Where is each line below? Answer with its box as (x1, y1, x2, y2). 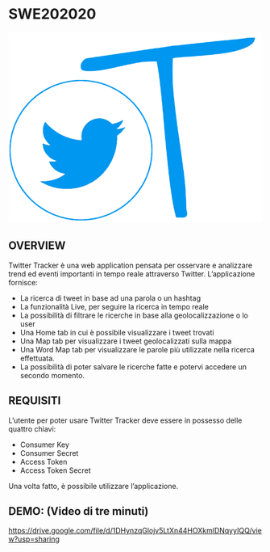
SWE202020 (8, 5, 97, 23)
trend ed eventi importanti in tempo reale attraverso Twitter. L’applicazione (8, 268, 255, 279)
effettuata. (19, 353, 55, 363)
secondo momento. (19, 370, 85, 380)
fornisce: (8, 277, 38, 287)
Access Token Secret (19, 466, 91, 475)
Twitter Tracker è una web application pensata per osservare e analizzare (8, 260, 252, 270)
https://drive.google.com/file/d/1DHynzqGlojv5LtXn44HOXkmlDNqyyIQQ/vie (8, 526, 262, 536)
